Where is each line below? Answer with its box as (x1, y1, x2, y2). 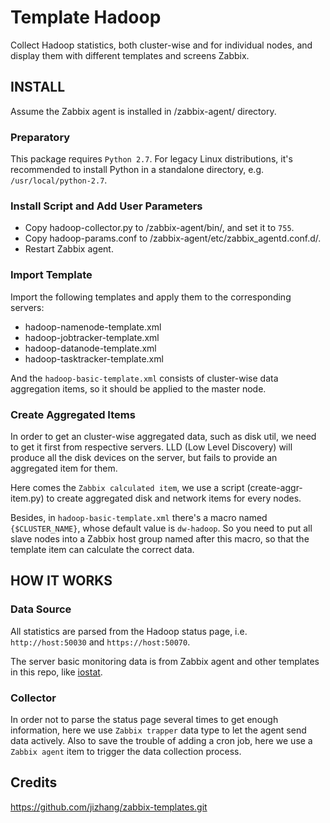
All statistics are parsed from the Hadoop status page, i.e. (10, 625, 248, 637)
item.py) (10, 492, 45, 504)
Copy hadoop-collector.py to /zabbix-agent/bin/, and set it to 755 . (24, 222, 295, 234)
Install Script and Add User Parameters (10, 199, 203, 213)
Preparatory (10, 130, 71, 144)
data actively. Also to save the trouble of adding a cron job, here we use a (10, 734, 313, 746)
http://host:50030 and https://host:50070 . (10, 636, 191, 648)
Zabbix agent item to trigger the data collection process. (10, 745, 242, 757)
